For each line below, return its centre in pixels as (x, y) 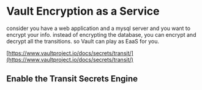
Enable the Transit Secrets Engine (72, 79)
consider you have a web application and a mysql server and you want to (99, 28)
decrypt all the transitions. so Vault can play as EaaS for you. (83, 41)
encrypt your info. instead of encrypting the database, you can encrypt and (101, 34)
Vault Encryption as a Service (83, 11)
